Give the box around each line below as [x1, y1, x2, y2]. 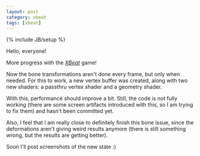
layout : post [6, 8, 39, 15]
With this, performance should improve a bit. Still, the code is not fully [6, 95, 178, 102]
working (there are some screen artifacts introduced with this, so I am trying [6, 101, 193, 108]
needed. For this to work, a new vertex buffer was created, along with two [6, 77, 188, 84]
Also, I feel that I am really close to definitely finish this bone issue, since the [6, 119, 194, 126]
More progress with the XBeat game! [6, 59, 97, 66]
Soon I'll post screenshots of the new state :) [6, 143, 116, 151]
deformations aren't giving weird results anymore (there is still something [6, 126, 186, 133]
